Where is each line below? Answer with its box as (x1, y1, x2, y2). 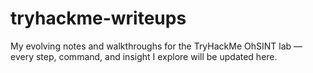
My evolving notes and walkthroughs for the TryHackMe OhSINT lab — (10, 40, 303, 52)
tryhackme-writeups (10, 7, 187, 30)
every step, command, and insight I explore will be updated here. (10, 50, 278, 62)
